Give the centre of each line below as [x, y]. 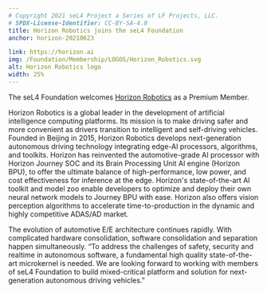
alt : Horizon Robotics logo [55, 67]
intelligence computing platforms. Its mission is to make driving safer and [128, 121]
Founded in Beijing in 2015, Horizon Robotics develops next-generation [125, 138]
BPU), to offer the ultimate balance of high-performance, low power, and [128, 171]
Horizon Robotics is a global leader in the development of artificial [116, 112]
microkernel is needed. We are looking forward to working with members [139, 263]
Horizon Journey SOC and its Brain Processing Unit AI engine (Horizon [124, 163]
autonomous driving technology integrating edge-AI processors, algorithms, [133, 146]
